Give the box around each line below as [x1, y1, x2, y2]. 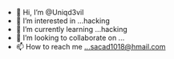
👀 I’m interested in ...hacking [15, 16, 110, 26]
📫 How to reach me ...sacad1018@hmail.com [15, 42, 166, 51]
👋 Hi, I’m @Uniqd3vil [15, 8, 84, 17]
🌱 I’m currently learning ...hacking [15, 25, 127, 33]
